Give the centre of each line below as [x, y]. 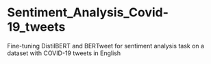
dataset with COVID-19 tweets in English [64, 53]
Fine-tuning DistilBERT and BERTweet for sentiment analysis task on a [105, 46]
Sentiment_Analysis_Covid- [88, 13]
